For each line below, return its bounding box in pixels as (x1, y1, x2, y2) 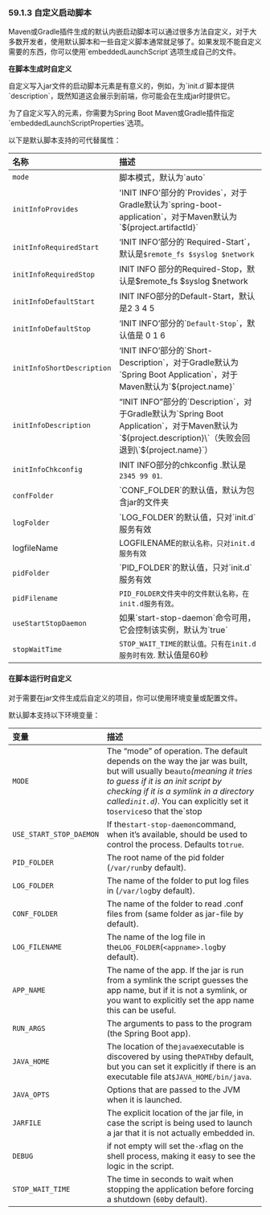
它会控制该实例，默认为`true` (119, 625, 228, 636)
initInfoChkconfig (12, 465, 83, 474)
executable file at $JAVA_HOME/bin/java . (106, 1071, 252, 1082)
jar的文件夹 (127, 497, 170, 508)
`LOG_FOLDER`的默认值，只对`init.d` (119, 512, 256, 523)
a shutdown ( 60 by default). (106, 1193, 208, 1205)
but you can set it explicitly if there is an (106, 1061, 256, 1072)
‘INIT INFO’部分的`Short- (119, 345, 213, 356)
